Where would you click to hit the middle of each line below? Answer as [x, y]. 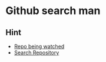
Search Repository [37, 53]
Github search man [53, 11]
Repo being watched [39, 46]
